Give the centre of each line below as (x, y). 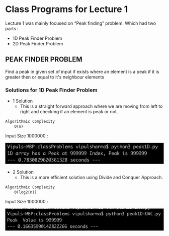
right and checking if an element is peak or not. (69, 112)
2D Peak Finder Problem (38, 43)
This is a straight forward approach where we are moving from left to (91, 106)
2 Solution (23, 172)
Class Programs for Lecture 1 (67, 9)
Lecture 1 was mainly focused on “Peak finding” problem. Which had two (81, 23)
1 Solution (23, 101)
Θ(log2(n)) (26, 192)
